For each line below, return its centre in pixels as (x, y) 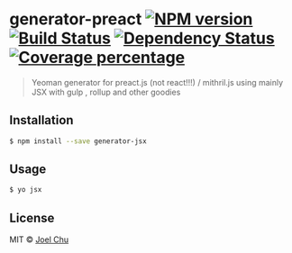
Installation (41, 120)
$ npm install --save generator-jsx (78, 141)
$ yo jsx (26, 190)
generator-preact (76, 19)
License (32, 217)
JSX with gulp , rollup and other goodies (106, 92)
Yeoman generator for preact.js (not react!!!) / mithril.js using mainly (157, 82)
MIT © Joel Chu (39, 239)
